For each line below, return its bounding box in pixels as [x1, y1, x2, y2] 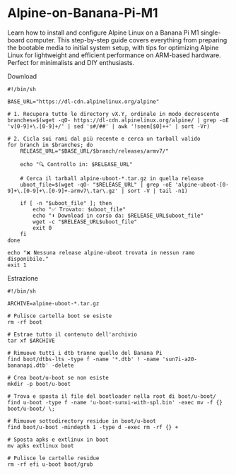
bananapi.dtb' [7, 362, 49, 369]
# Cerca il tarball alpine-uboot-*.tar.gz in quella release [20, 175, 203, 182]
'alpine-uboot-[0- [175, 181, 230, 188]
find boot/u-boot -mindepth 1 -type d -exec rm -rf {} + [7, 423, 179, 430]
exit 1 [7, 262, 27, 269]
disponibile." [7, 255, 49, 262]
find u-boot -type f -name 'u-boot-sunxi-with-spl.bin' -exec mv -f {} [7, 399, 223, 406]
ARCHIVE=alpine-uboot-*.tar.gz [7, 300, 100, 307]
